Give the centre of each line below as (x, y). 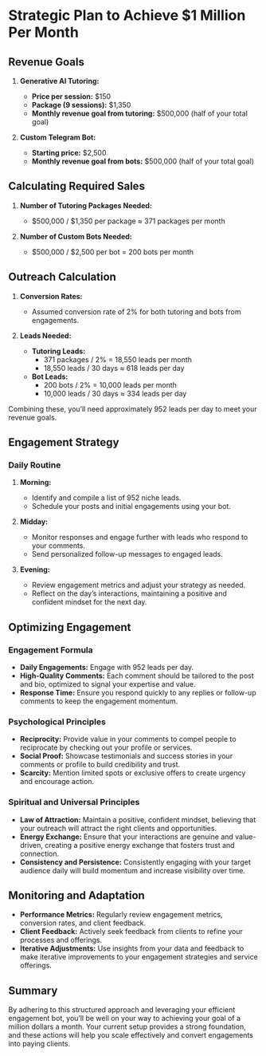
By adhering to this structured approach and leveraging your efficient (122, 1010)
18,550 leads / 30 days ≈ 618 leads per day (114, 368)
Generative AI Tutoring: (59, 81)
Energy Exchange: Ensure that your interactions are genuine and (126, 837)
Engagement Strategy (64, 442)
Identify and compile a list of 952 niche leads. (106, 498)
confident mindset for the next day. (89, 602)
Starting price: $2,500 (69, 153)
